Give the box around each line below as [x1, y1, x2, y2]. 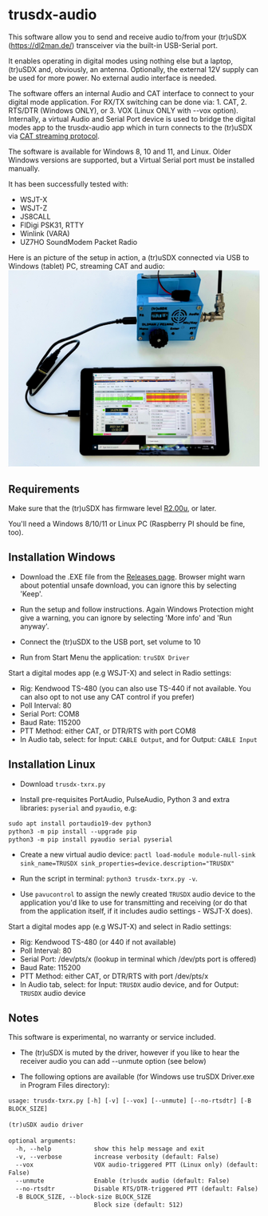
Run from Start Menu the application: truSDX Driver [19, 652, 190, 662]
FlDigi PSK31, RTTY [19, 220, 85, 230]
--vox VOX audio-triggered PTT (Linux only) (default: [15, 1161, 259, 1170]
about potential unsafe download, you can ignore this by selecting [19, 580, 237, 590]
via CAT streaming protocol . [8, 130, 100, 141]
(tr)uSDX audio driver [8, 1121, 84, 1130]
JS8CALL [19, 211, 51, 221]
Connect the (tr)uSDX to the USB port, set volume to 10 [19, 636, 201, 646]
